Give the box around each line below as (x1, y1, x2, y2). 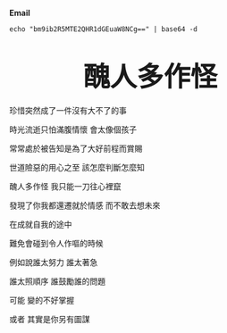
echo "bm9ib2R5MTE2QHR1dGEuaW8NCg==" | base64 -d (9, 25, 198, 34)
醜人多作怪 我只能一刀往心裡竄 (9, 180, 122, 191)
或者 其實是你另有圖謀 (9, 313, 90, 324)
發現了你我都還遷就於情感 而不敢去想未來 (9, 200, 161, 211)
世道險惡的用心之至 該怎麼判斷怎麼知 (9, 162, 145, 172)
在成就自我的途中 (9, 219, 72, 229)
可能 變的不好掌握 (9, 295, 74, 305)
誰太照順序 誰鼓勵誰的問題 (9, 276, 105, 287)
